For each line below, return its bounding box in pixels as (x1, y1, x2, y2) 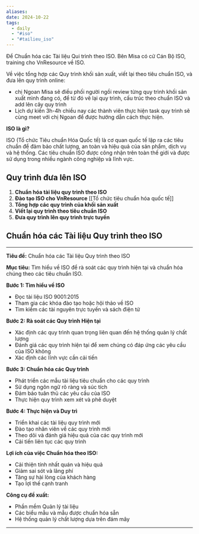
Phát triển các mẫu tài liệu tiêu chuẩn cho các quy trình (14, 377, 150, 384)
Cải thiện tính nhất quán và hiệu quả (14, 461, 103, 468)
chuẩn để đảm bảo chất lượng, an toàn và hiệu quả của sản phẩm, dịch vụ (6, 143, 187, 150)
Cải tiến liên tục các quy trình (14, 438, 87, 445)
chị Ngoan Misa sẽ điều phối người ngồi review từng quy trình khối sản (14, 89, 187, 95)
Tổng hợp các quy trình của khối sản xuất (14, 201, 118, 208)
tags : (6, 20, 20, 26)
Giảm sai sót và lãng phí (14, 467, 73, 474)
